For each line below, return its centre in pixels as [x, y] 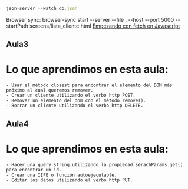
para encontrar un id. [34, 170]
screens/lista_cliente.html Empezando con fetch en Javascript [105, 26]
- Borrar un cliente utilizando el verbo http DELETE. [75, 106]
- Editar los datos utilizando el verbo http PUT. [70, 180]
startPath [17, 26]
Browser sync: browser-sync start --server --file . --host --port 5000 [90, 19]
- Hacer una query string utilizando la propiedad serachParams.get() [95, 164]
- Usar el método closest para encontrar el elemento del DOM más [89, 85]
